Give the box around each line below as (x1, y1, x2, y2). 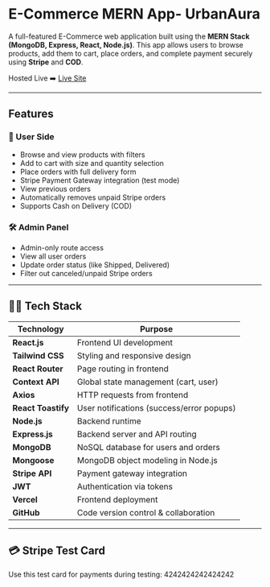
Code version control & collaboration (76, 506, 215, 518)
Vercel (12, 494, 38, 505)
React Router (12, 363, 63, 374)
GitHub (12, 506, 40, 518)
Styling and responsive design (76, 349, 191, 361)
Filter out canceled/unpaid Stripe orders (19, 268, 153, 278)
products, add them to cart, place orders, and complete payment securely (8, 48, 253, 58)
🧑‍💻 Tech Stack (8, 300, 83, 313)
